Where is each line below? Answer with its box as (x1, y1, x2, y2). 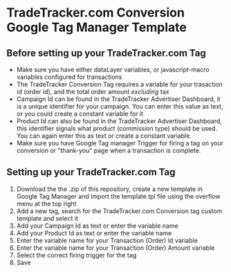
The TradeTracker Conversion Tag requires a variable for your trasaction (16, 80, 223, 88)
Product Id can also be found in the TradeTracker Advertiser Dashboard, (16, 117, 223, 125)
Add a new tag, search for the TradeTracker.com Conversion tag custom (16, 206, 223, 215)
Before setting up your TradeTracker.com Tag (6, 47, 206, 59)
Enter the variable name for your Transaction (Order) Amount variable (16, 244, 215, 252)
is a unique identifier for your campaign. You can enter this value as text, (16, 102, 223, 110)
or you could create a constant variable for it (16, 109, 143, 118)
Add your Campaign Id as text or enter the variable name (16, 221, 179, 230)
